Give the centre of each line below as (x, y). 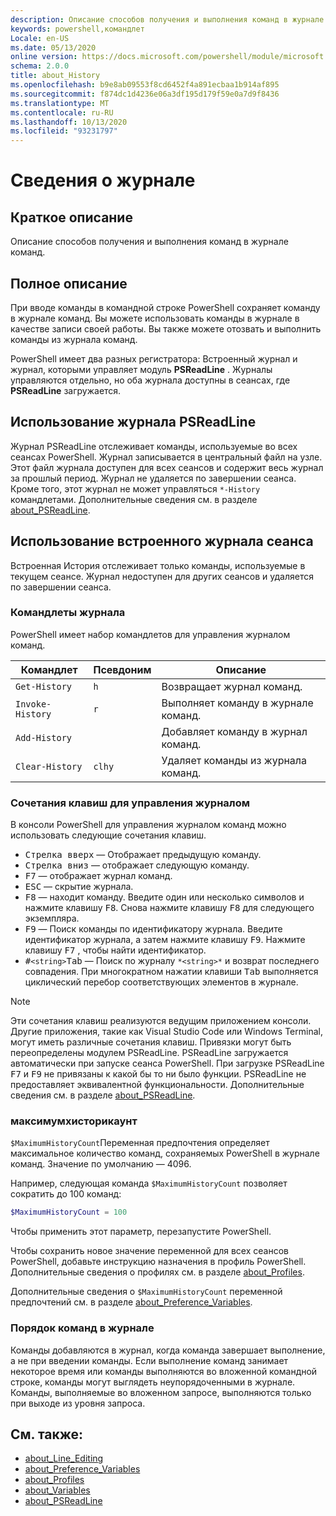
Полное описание (69, 283)
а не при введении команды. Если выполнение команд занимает (149, 1360)
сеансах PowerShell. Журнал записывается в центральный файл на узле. (166, 457)
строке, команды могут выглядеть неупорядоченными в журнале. (153, 1382)
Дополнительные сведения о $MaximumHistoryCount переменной (146, 1292)
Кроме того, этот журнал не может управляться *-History (135, 488)
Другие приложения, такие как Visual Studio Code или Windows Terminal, (166, 1032)
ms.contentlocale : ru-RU (62, 112)
